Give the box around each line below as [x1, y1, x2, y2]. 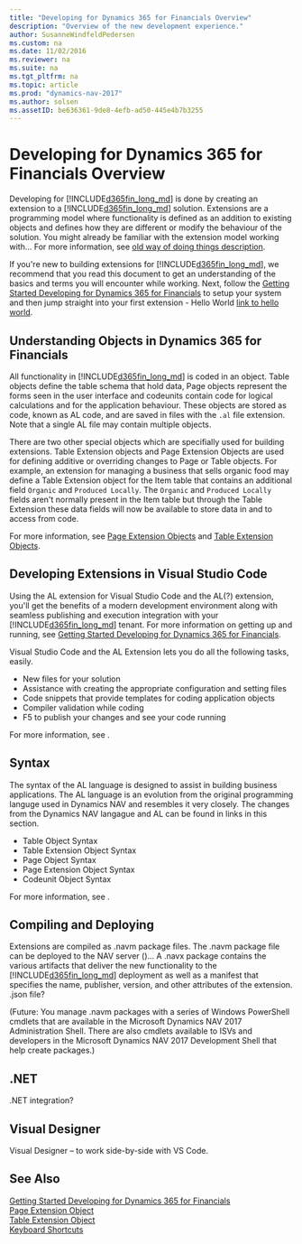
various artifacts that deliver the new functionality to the [9, 961, 218, 971]
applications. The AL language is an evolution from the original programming [9, 789, 294, 800]
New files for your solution [22, 673, 122, 684]
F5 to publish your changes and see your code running [22, 711, 227, 722]
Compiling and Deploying [9, 917, 155, 933]
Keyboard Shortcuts [9, 1224, 84, 1235]
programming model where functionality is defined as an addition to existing [9, 213, 292, 224]
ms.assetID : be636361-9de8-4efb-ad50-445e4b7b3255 [9, 106, 204, 115]
